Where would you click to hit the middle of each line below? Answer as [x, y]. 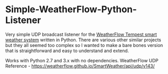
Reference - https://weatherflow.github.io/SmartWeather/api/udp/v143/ [80, 66]
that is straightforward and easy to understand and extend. [67, 51]
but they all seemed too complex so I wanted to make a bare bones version [84, 45]
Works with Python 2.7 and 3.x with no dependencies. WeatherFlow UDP [82, 60]
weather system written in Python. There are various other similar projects [83, 40]
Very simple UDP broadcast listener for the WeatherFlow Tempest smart [81, 34]
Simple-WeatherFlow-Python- [71, 9]
